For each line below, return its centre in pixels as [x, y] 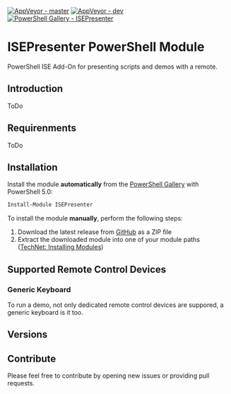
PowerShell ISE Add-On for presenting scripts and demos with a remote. [112, 66]
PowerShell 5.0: [30, 192]
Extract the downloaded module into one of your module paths [108, 240]
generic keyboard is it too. [45, 312]
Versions [28, 335]
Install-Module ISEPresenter [50, 205]
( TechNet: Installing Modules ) [60, 247]
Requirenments [42, 128]
